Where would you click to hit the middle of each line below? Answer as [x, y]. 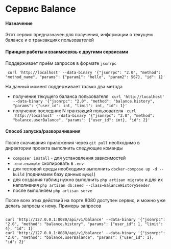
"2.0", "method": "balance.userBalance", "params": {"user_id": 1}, [80, 237]
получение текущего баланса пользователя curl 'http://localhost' [89, 96]
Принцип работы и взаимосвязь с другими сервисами [67, 52]
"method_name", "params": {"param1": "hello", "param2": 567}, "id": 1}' [86, 77]
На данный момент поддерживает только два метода [64, 86]
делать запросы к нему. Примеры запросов [53, 206]
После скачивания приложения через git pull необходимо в [73, 142]
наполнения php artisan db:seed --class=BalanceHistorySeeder [81, 185]
